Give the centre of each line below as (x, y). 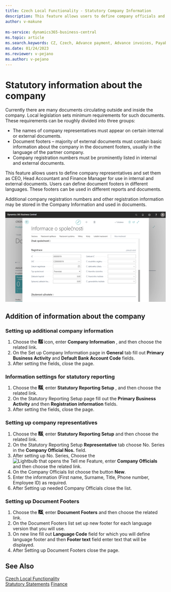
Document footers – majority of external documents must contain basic (87, 141)
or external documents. (37, 136)
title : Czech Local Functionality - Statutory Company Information (78, 11)
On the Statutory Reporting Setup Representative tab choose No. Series (89, 445)
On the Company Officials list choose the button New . (69, 472)
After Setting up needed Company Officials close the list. (72, 488)
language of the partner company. (49, 152)
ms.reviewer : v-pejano (29, 54)
